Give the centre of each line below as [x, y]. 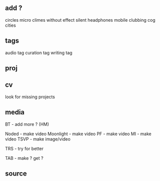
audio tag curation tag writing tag [39, 53]
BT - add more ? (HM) [27, 124]
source [16, 174]
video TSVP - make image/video [38, 139]
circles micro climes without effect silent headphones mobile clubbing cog [80, 20]
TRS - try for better [24, 148]
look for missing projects [30, 97]
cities [11, 25]
